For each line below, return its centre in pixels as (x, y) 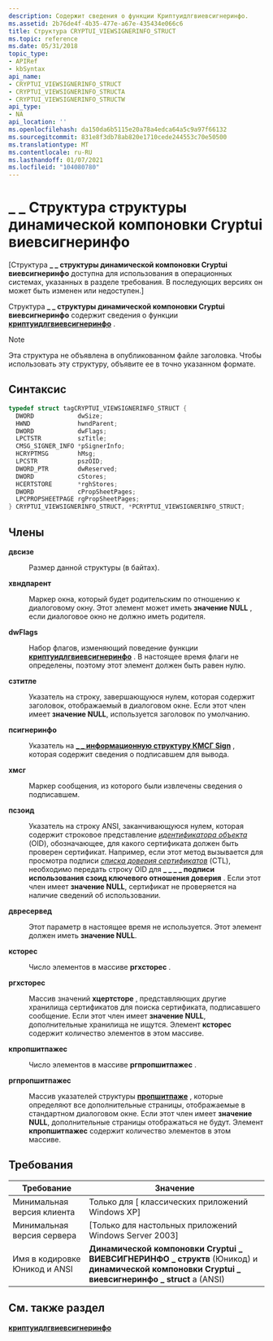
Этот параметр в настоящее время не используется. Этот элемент (145, 927)
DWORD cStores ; (61, 476)
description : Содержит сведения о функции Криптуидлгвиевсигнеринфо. (129, 16)
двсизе (21, 551)
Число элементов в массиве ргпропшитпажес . (113, 1064)
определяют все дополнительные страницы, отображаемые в (137, 1105)
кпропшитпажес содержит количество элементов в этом (130, 1131)
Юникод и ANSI (43, 1269)
